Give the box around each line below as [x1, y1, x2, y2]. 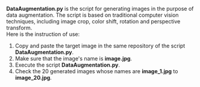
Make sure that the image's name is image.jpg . [14, 55, 133, 62]
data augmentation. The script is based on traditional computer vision [6, 11, 179, 19]
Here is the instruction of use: [6, 31, 80, 38]
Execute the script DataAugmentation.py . [14, 61, 120, 68]
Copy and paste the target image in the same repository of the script [14, 42, 186, 49]
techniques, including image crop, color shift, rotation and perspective [6, 18, 181, 25]
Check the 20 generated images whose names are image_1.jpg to [14, 68, 178, 74]
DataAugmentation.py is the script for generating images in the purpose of [6, 5, 194, 12]
